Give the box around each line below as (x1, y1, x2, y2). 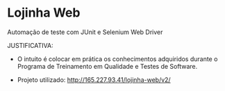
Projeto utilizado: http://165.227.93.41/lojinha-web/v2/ (17, 75, 172, 84)
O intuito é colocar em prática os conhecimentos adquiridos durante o (17, 54, 218, 63)
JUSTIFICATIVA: (7, 41, 53, 49)
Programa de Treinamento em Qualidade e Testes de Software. (17, 62, 198, 70)
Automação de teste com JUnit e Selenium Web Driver (7, 28, 163, 36)
